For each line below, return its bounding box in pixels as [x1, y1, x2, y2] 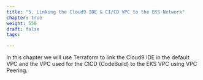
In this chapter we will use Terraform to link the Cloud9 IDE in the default [6, 54, 190, 61]
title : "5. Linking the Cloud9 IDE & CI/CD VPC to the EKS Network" [6, 9, 185, 15]
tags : [6, 32, 20, 38]
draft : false [6, 26, 40, 32]
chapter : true [6, 15, 43, 21]
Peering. [6, 67, 28, 74]
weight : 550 [6, 20, 37, 26]
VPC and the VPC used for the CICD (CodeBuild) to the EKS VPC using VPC [6, 60, 197, 68]
